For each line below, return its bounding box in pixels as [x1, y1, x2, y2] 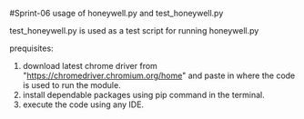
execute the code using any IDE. [22, 99, 144, 110]
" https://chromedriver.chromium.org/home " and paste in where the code [22, 70, 296, 81]
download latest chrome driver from [22, 61, 157, 71]
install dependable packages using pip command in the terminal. [22, 90, 266, 100]
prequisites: [9, 43, 54, 54]
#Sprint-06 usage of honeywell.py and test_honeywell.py [9, 8, 224, 18]
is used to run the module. [22, 80, 121, 90]
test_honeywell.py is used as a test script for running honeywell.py [9, 25, 259, 35]
